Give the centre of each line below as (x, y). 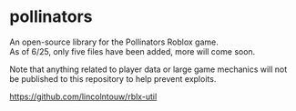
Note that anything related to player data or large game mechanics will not (148, 69)
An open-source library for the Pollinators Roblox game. (114, 42)
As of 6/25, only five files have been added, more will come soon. (133, 51)
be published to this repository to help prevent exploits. (113, 78)
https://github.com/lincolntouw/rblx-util (83, 96)
